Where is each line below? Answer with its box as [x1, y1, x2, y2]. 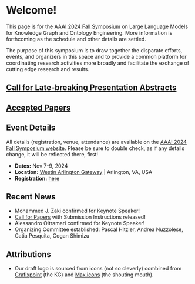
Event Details [6, 123, 56, 133]
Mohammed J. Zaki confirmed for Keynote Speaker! [14, 207, 140, 215]
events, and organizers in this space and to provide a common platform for [6, 53, 187, 60]
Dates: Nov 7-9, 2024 [14, 162, 68, 169]
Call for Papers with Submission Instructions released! [14, 213, 146, 220]
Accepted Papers [6, 102, 71, 112]
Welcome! [6, 4, 57, 17]
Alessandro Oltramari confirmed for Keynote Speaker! [14, 220, 145, 227]
